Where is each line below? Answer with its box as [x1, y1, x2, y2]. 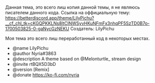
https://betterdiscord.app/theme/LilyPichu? [5, 15, 94, 21]
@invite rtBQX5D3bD [12, 61, 56, 67]
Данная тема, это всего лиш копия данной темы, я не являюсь [5, 5, 140, 10]
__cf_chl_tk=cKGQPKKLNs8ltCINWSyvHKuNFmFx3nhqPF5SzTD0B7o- [5, 20, 150, 26]
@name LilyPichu [12, 45, 49, 51]
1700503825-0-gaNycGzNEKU [5, 26, 69, 32]
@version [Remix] [12, 66, 50, 72]
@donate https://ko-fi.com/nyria [12, 72, 79, 77]
